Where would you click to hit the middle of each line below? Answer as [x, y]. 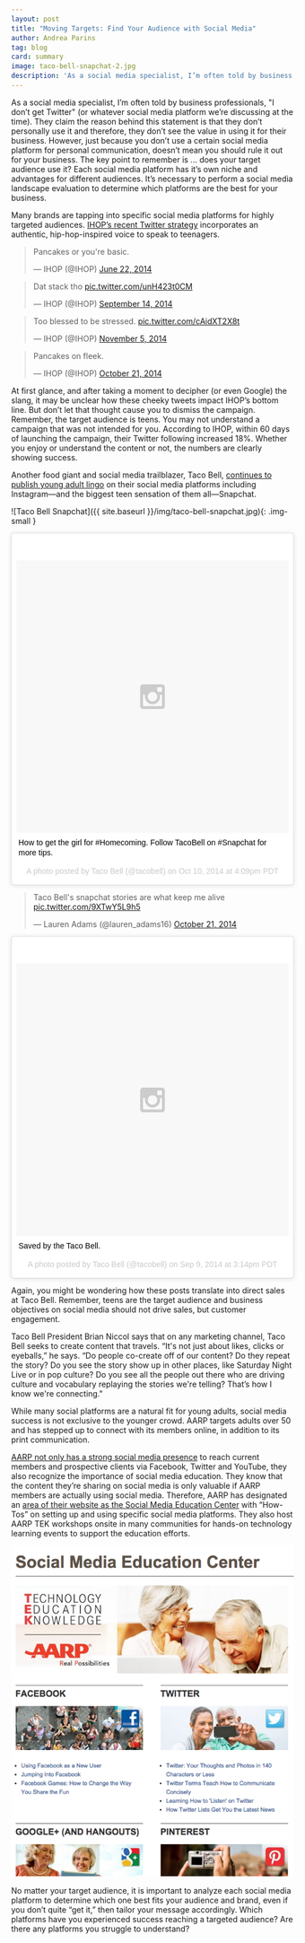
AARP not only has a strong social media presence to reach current [135, 1457]
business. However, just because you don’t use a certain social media [140, 140]
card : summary [38, 57]
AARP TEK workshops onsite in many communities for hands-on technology [152, 1523]
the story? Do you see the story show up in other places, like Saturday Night [152, 1365]
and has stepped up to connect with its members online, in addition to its [145, 1430]
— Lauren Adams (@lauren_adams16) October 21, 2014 [135, 923]
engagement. [35, 1318]
